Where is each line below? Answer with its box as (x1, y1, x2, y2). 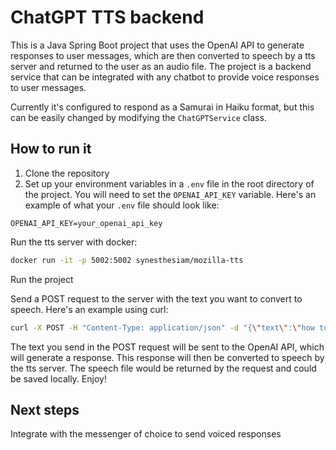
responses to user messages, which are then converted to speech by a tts (10, 49, 316, 61)
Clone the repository (24, 167, 110, 179)
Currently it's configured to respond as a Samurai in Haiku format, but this (10, 101, 315, 113)
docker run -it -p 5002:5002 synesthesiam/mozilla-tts (10, 255, 244, 265)
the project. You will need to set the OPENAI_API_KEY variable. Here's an (24, 188, 317, 200)
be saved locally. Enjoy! (10, 372, 107, 385)
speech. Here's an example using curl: (10, 303, 169, 315)
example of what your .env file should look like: (24, 199, 220, 211)
